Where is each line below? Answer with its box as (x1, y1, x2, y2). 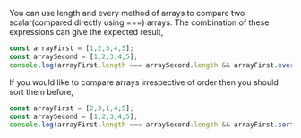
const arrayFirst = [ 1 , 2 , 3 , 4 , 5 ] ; (9, 44, 134, 53)
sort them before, (9, 86, 74, 97)
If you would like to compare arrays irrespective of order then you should (9, 76, 279, 88)
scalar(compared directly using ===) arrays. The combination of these (9, 17, 270, 28)
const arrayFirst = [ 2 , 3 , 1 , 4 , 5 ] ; (9, 103, 134, 113)
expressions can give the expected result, (9, 27, 164, 37)
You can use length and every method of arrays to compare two (9, 8, 245, 18)
